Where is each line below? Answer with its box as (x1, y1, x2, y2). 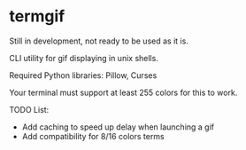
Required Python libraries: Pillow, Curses (9, 69, 158, 81)
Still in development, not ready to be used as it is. (9, 36, 188, 46)
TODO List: (9, 104, 50, 114)
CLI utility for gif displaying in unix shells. (9, 52, 159, 63)
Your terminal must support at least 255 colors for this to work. (9, 87, 238, 98)
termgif (9, 6, 65, 27)
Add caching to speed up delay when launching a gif (21, 122, 215, 132)
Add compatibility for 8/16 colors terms (21, 130, 165, 141)
